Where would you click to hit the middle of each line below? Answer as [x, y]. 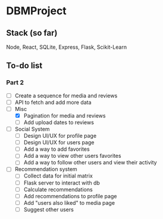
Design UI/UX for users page [59, 142]
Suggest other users [49, 210]
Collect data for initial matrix [58, 176]
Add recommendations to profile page [70, 196]
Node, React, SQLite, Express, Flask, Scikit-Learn [66, 47]
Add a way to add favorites [57, 149]
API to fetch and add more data [53, 102]
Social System [32, 129]
